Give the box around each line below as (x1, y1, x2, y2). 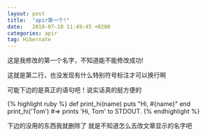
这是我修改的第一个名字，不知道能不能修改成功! (7, 56, 144, 65)
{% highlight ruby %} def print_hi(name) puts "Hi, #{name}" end (7, 100, 191, 108)
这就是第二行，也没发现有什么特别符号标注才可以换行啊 (7, 71, 166, 80)
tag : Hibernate (7, 36, 52, 43)
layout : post (7, 10, 45, 17)
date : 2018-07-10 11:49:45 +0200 (7, 23, 111, 30)
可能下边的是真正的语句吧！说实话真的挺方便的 (7, 86, 141, 94)
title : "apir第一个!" (7, 17, 70, 24)
